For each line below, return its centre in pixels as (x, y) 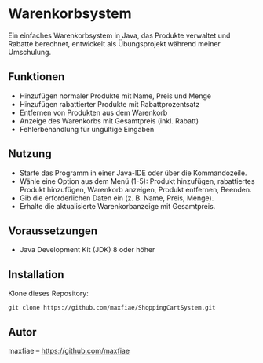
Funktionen (37, 77)
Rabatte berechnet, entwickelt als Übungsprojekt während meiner (115, 43)
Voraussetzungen (53, 231)
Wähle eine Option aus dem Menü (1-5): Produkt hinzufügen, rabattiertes (137, 181)
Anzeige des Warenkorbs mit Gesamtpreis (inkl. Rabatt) (109, 121)
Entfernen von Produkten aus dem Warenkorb (93, 112)
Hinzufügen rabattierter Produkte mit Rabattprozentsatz (110, 104)
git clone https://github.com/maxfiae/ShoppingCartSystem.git (112, 308)
